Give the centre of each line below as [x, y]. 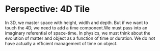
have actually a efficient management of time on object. [61, 43]
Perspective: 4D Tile [47, 9]
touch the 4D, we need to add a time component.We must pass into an [76, 27]
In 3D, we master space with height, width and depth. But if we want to [77, 23]
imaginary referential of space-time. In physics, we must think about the [78, 33]
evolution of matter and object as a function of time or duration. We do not [80, 38]
